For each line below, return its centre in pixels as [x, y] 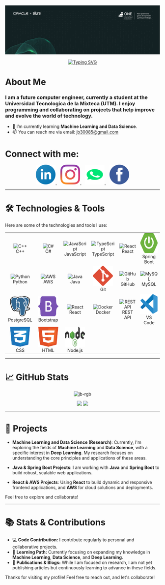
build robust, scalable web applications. [52, 473]
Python [20, 281]
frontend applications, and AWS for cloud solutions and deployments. [82, 488]
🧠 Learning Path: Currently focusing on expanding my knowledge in [81, 552]
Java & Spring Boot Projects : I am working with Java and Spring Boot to [86, 467]
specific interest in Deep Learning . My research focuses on [72, 453]
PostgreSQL [20, 320]
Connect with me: [42, 154]
